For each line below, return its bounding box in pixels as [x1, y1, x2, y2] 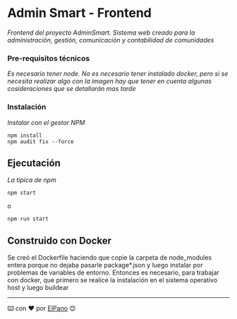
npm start [7, 189, 37, 197]
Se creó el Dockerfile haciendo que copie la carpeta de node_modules [7, 253, 212, 262]
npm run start [7, 215, 49, 223]
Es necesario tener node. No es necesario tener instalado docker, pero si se [7, 69, 229, 78]
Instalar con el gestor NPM [7, 118, 85, 126]
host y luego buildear [7, 284, 69, 292]
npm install [7, 132, 42, 139]
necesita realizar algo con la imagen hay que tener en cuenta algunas [7, 77, 212, 85]
